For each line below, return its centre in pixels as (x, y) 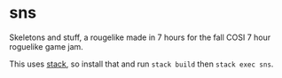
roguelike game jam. (47, 46)
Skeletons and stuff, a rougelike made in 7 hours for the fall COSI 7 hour (140, 37)
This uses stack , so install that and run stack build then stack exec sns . (141, 64)
